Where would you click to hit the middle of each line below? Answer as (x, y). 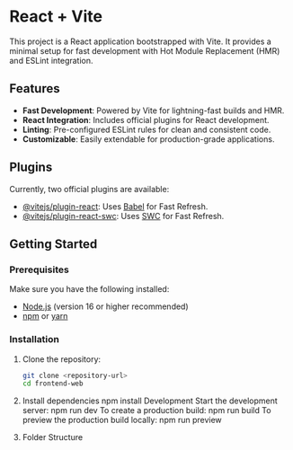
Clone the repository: (62, 359)
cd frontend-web (53, 384)
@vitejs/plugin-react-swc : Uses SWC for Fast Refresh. (123, 216)
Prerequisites (39, 269)
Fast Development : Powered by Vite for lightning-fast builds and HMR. (153, 110)
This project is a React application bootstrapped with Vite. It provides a (140, 41)
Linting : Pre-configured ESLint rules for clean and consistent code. (146, 129)
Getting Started (53, 244)
